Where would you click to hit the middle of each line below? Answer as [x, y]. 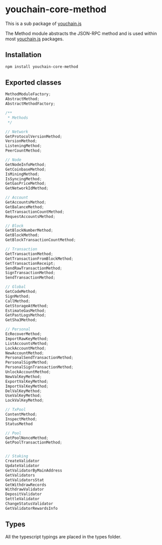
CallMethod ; [18, 301]
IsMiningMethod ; [22, 174]
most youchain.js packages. [35, 39]
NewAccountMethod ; [25, 353]
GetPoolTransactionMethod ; [34, 442]
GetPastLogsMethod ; [26, 315]
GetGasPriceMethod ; [26, 184]
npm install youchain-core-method [42, 67]
